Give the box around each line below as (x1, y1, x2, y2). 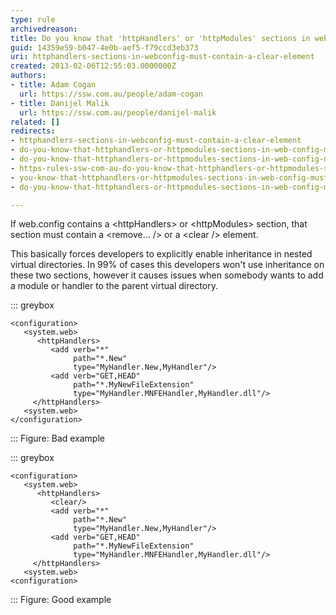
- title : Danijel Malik (10, 98, 110, 108)
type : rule (10, 14, 56, 25)
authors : (10, 71, 47, 81)
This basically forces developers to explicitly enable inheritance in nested (10, 248, 313, 260)
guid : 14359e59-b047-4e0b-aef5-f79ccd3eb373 (10, 42, 199, 53)
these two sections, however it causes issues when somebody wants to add (10, 269, 324, 281)
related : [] (10, 117, 60, 127)
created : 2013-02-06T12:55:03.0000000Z (10, 61, 177, 71)
